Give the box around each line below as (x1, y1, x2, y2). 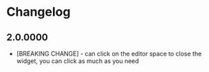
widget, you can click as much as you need (16, 57, 139, 65)
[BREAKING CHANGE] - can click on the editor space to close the (16, 49, 202, 58)
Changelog (6, 4, 71, 20)
